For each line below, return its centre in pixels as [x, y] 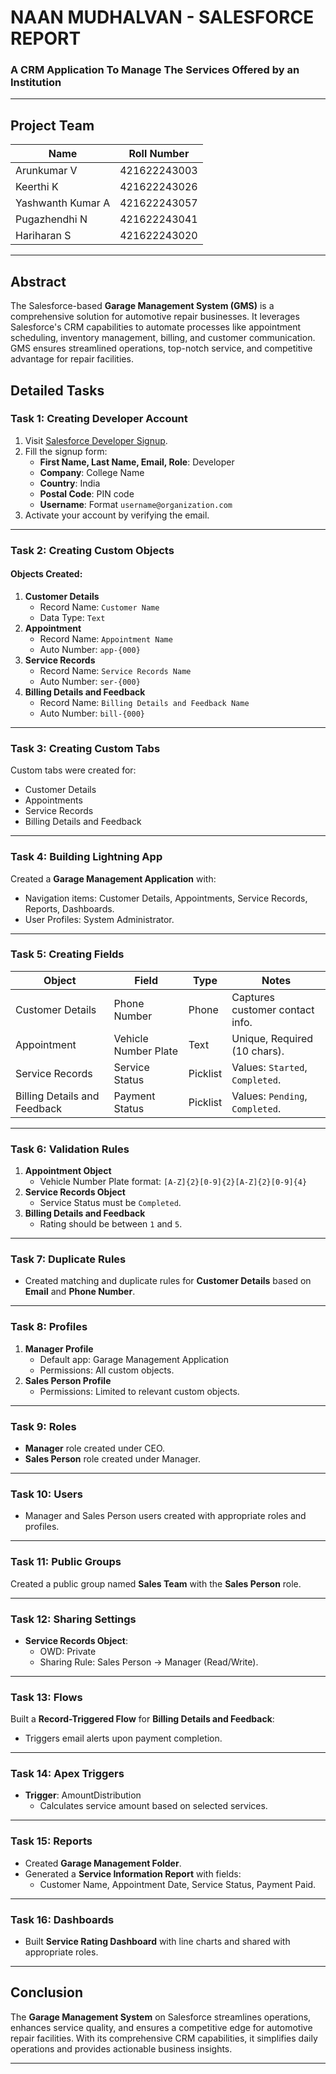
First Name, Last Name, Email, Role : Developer [137, 462]
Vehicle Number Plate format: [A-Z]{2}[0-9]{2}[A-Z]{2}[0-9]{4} [173, 1182]
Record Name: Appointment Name [106, 638]
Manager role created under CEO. [95, 1448]
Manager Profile [59, 1348]
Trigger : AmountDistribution [83, 1795]
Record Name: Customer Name [99, 607]
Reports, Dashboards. [69, 908]
